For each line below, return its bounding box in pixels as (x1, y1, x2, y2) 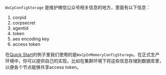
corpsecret (12, 20, 36, 26)
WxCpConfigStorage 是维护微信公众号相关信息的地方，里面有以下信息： (5, 5, 151, 10)
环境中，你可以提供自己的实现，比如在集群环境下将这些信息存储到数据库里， (5, 58, 164, 64)
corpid (12, 15, 27, 20)
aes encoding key (12, 36, 49, 42)
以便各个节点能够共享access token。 (5, 64, 81, 70)
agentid (12, 25, 29, 31)
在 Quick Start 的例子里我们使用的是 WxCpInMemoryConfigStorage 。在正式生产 (5, 52, 160, 57)
